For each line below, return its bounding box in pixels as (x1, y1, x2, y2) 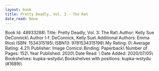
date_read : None (5, 16, 38, 21)
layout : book (5, 7, 32, 12)
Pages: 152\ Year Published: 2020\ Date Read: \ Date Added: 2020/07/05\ (5, 50, 154, 56)
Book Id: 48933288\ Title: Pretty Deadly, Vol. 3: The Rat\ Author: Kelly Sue (5, 30, 155, 36)
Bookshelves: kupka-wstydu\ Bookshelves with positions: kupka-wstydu (5, 56, 151, 62)
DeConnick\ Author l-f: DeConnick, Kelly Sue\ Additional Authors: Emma (5, 35, 150, 41)
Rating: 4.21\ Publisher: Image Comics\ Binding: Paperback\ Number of (5, 45, 148, 51)
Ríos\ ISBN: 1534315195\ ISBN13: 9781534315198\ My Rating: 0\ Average (5, 40, 150, 46)
